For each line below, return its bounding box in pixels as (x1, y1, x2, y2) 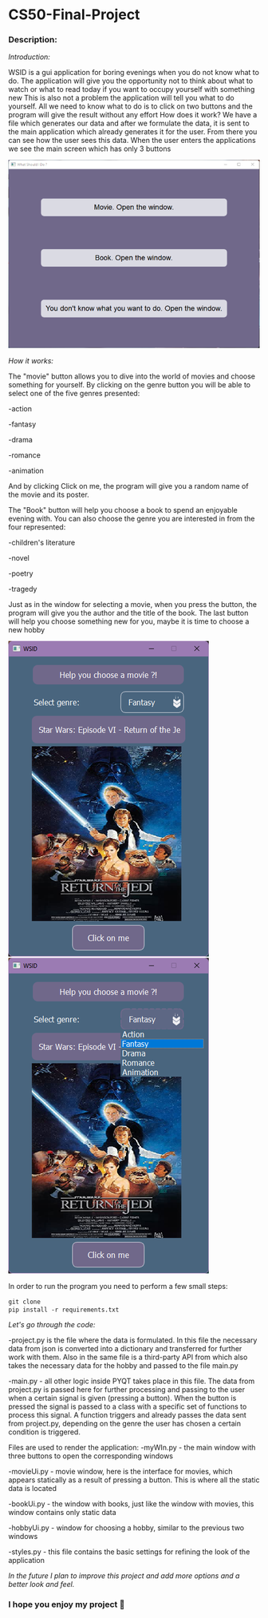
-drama (8, 434, 33, 444)
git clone (8, 1298, 41, 1306)
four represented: (8, 521, 66, 532)
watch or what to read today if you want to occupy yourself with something (8, 85, 255, 94)
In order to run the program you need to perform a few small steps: (8, 1281, 229, 1291)
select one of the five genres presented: (8, 388, 140, 398)
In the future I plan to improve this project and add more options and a (8, 1571, 240, 1580)
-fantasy (8, 419, 37, 429)
